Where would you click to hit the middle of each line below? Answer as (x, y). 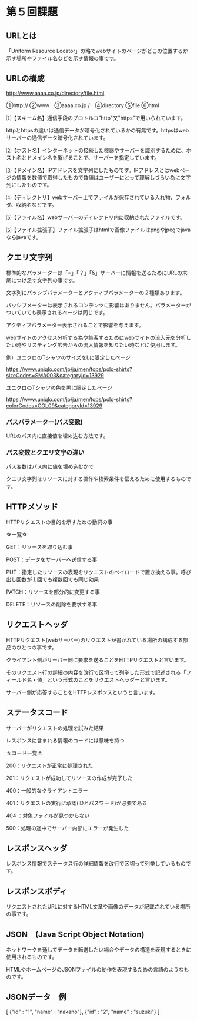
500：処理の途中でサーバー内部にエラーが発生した (68, 828)
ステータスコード (37, 713)
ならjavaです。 (24, 237)
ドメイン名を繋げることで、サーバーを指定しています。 (93, 157)
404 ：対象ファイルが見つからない (48, 816)
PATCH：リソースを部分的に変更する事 (53, 592)
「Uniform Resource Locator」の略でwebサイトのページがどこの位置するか (97, 51)
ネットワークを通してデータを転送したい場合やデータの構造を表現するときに (99, 950)
